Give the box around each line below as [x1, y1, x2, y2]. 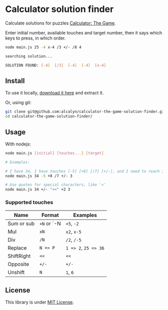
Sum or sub [7, 220, 35, 227]
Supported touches [5, 199, 53, 206]
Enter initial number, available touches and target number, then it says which [5, 29, 162, 35]
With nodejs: [5, 141, 31, 147]
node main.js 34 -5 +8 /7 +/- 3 [5, 173, 72, 178]
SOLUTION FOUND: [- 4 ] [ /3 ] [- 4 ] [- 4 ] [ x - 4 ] [5, 62, 106, 68]
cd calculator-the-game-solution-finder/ [5, 114, 93, 119]
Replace [7, 244, 27, 251]
